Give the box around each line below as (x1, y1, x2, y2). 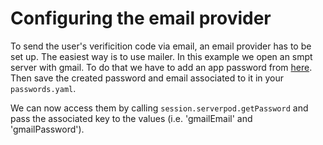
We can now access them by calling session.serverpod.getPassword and (10, 102, 309, 114)
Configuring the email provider (10, 7, 272, 30)
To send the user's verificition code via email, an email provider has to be (10, 40, 312, 52)
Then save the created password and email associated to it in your (10, 72, 285, 84)
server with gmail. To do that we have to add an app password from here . (10, 61, 313, 73)
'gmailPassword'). (10, 123, 85, 135)
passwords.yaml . (10, 82, 77, 94)
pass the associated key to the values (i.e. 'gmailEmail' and (10, 112, 253, 124)
